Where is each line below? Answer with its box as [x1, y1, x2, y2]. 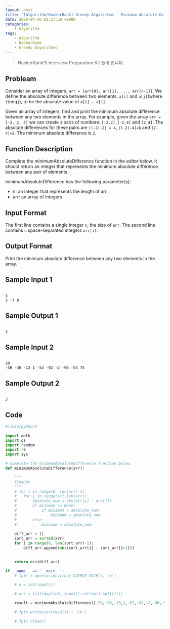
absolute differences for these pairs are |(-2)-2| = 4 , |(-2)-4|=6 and [5, 124, 150, 131]
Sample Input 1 [5, 275, 53, 284]
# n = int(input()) [14, 582, 56, 588]
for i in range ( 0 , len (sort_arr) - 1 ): [14, 541, 94, 546]
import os [5, 438, 26, 443]
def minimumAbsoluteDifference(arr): [5, 466, 85, 471]
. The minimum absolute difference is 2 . [14, 130, 97, 136]
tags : [5, 31, 17, 36]
